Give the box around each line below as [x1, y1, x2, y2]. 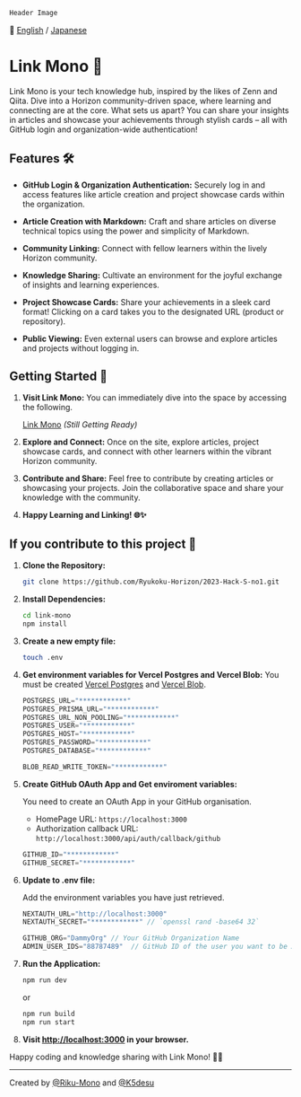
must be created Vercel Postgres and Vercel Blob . [21, 679, 206, 689]
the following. [21, 402, 73, 413]
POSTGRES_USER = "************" [21, 721, 136, 731]
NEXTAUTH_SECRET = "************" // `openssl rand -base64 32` [21, 917, 260, 926]
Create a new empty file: [21, 636, 116, 646]
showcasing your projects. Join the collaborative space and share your [21, 483, 284, 494]
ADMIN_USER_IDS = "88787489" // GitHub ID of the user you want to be [21, 943, 288, 952]
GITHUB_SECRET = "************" [21, 858, 136, 867]
